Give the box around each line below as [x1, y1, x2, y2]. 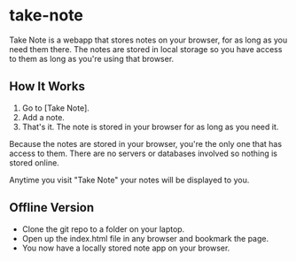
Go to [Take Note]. [21, 103, 90, 113]
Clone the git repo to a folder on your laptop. [21, 223, 185, 235]
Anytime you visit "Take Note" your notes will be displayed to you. [9, 174, 250, 185]
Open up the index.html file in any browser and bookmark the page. [21, 233, 269, 243]
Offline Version [9, 200, 95, 215]
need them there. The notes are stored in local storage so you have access [9, 43, 283, 54]
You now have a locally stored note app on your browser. [21, 243, 230, 253]
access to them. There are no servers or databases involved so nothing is [9, 148, 277, 158]
